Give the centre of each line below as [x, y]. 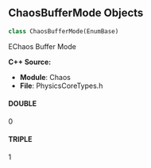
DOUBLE [23, 104]
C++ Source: [30, 62]
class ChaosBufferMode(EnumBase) [64, 31]
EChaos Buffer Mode [43, 46]
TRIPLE [20, 139]
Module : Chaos [45, 77]
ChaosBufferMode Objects [76, 13]
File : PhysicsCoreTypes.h [61, 86]
